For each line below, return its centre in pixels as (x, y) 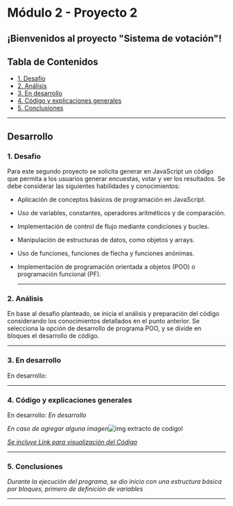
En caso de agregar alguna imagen (58, 428)
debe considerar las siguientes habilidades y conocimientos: (94, 186)
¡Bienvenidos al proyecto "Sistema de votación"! (114, 39)
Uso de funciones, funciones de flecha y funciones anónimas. (106, 253)
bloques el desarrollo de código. (53, 336)
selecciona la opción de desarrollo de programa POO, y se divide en (104, 328)
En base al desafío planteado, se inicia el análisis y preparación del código (113, 314)
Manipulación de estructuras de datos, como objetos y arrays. (106, 240)
